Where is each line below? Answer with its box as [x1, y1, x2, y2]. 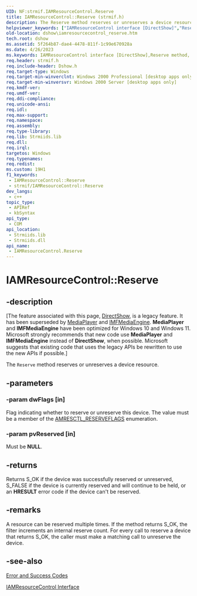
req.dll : [6, 139, 28, 145]
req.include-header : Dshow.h [6, 63, 77, 69]
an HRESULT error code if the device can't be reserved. [6, 488, 141, 495]
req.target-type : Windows [6, 69, 69, 74]
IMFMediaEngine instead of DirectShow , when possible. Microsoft [6, 338, 168, 345]
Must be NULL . [6, 443, 43, 450]
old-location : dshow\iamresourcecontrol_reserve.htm [6, 30, 138, 36]
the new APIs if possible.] [6, 350, 68, 357]
